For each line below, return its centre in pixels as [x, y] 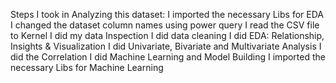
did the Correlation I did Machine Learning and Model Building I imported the [168, 57]
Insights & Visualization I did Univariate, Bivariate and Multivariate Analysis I [166, 46]
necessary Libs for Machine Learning [87, 67]
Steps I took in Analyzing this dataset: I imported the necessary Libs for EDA [167, 14]
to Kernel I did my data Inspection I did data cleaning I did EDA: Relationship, [167, 35]
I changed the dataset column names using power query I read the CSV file [165, 25]
